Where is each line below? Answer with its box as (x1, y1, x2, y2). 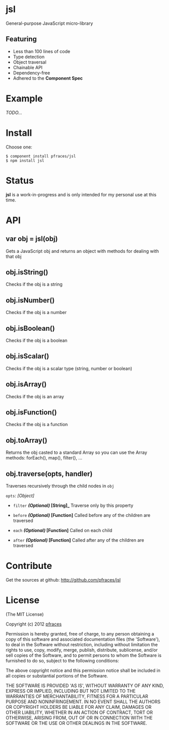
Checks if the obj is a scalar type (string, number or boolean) (6, 365, 133, 372)
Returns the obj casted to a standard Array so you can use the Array (6, 449, 148, 455)
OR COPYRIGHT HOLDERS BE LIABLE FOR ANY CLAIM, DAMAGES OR (6, 704, 152, 710)
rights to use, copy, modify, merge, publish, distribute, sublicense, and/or (6, 647, 158, 653)
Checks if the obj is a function (6, 422, 68, 428)
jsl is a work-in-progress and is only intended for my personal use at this (6, 191, 157, 197)
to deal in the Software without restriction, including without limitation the (6, 641, 158, 647)
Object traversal (13, 59, 47, 65)
